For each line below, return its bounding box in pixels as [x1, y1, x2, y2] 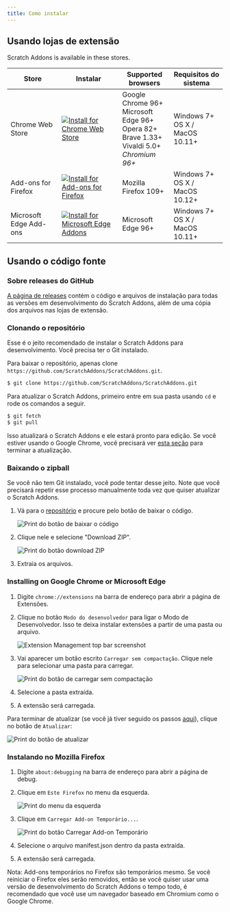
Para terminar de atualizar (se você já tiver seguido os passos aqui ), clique [7, 714, 218, 723]
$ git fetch [7, 412, 41, 420]
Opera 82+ [122, 124, 157, 134]
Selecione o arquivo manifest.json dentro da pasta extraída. [16, 841, 186, 850]
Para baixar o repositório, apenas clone [7, 359, 118, 367]
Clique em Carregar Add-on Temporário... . [16, 815, 138, 823]
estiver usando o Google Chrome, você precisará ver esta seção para [7, 439, 203, 447]
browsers [129, 78, 161, 88]
